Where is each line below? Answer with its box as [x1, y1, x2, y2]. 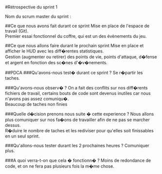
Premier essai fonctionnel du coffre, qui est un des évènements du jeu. [5, 34, 147, 39]
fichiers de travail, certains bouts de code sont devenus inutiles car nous [5, 90, 151, 96]
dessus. [5, 122, 21, 128]
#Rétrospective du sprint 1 [5, 4, 57, 10]
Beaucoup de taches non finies [5, 102, 68, 107]
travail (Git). [5, 28, 29, 34]
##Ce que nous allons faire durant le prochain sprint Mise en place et [5, 43, 144, 48]
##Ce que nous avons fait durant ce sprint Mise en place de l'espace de [5, 23, 150, 29]
